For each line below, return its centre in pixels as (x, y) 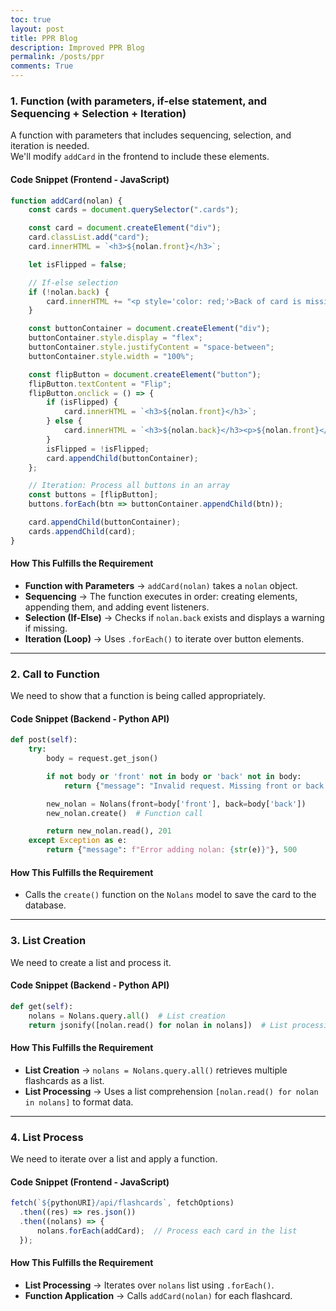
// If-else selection (73, 282)
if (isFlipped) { (82, 402)
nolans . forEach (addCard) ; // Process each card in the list (167, 1231)
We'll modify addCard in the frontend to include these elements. (140, 157)
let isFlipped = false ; (78, 264)
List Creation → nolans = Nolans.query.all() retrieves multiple (156, 1070)
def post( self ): (44, 740)
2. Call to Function (55, 674)
